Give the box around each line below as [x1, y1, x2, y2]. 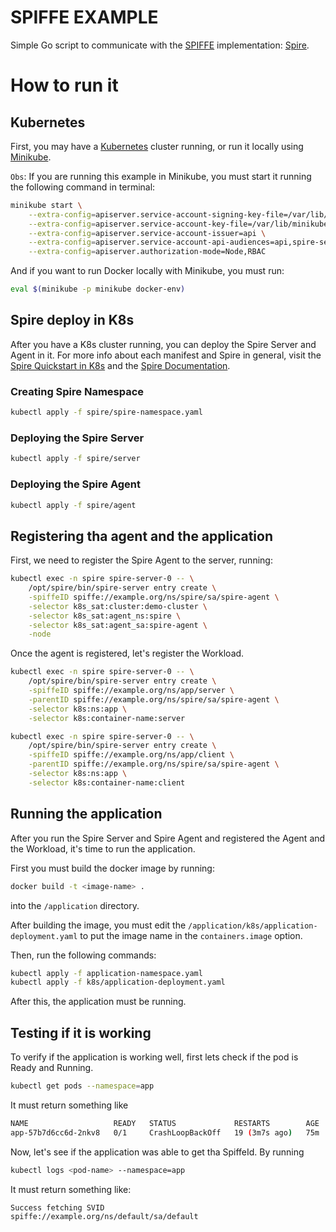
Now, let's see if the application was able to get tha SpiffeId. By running [10, 1146, 305, 1158]
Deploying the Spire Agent [10, 477, 141, 491]
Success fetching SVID [10, 1202, 105, 1213]
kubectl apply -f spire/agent [10, 500, 137, 510]
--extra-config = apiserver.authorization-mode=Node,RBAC [28, 247, 267, 257]
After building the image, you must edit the [10, 919, 187, 931]
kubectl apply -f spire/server [10, 454, 141, 464]
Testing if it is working [10, 1024, 152, 1041]
